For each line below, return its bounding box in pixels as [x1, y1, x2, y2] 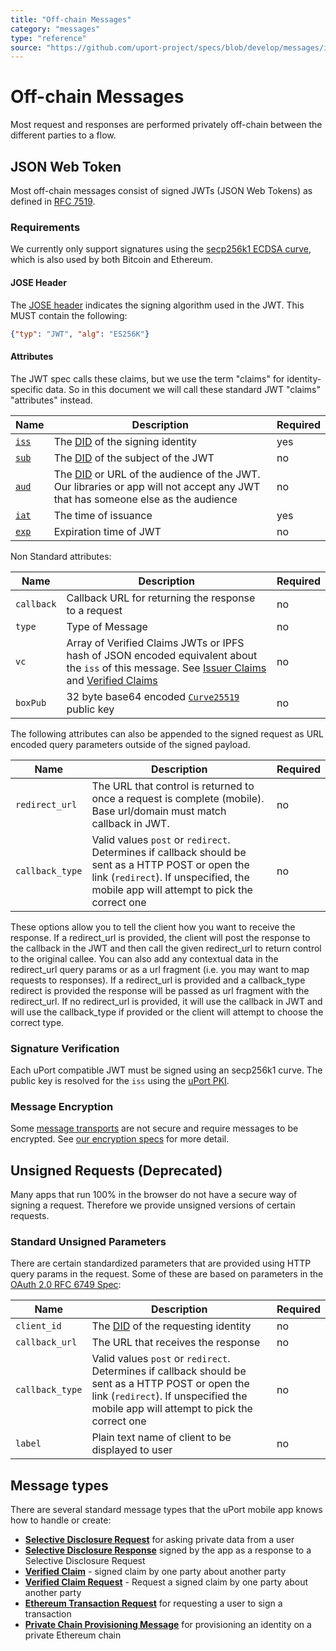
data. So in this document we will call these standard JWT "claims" [45, 383, 322, 395]
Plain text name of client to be [91, 1431, 232, 1445]
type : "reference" [10, 33, 87, 43]
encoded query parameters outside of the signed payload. [10, 738, 251, 750]
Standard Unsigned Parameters [10, 1234, 167, 1248]
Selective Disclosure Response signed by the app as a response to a [24, 1544, 312, 1556]
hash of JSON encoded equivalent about [66, 648, 258, 662]
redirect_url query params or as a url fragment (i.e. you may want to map [10, 963, 310, 975]
